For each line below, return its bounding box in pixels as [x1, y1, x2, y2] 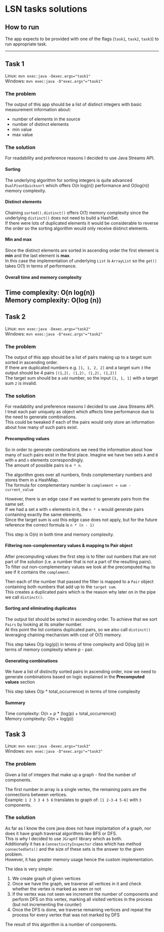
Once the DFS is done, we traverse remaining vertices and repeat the [12, 907, 151, 912]
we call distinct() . [5, 594, 44, 600]
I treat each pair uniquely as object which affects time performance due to [5, 409, 155, 415]
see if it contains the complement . [5, 569, 70, 575]
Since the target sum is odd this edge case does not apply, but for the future [5, 517, 158, 523]
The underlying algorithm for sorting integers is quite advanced [5, 177, 133, 183]
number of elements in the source [12, 116, 81, 122]
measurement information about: [5, 107, 71, 113]
